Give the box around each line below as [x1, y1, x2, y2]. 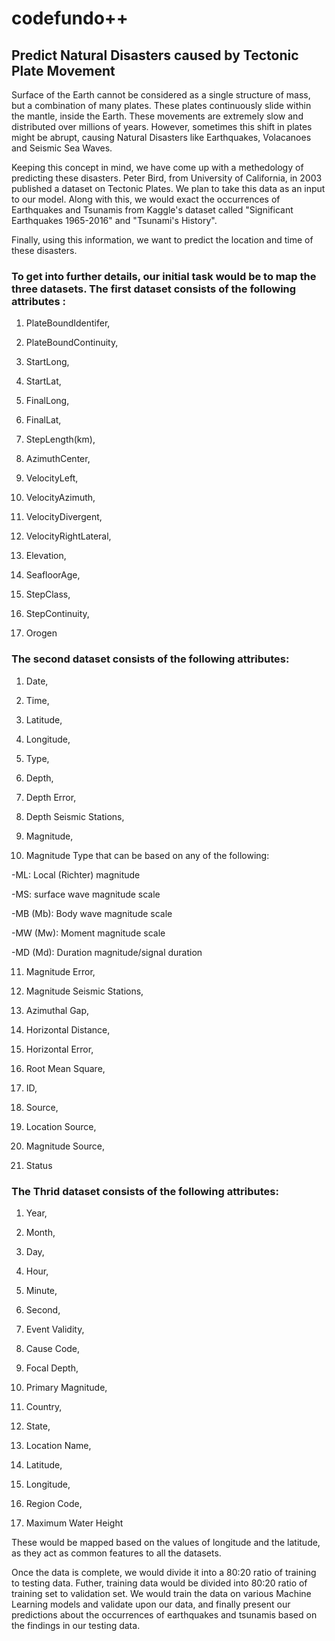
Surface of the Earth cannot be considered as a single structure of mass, [11, 89, 311, 101]
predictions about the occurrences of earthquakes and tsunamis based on [11, 1608, 318, 1621]
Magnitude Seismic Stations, [25, 985, 144, 997]
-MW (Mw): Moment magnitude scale [11, 927, 166, 939]
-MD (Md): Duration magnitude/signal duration [11, 946, 203, 958]
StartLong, [25, 356, 70, 368]
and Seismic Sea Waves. [11, 142, 113, 154]
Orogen [25, 627, 58, 639]
